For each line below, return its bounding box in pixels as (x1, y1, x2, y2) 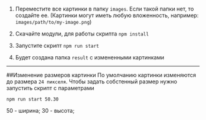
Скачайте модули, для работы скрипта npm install (15, 30, 149, 37)
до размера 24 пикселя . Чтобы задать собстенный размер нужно (6, 78, 178, 85)
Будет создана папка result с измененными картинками (15, 54, 164, 61)
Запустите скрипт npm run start (15, 42, 99, 49)
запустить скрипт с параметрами (6, 84, 94, 91)
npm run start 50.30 (6, 96, 59, 102)
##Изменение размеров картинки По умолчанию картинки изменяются (6, 72, 196, 78)
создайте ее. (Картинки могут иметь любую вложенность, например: (15, 12, 199, 19)
